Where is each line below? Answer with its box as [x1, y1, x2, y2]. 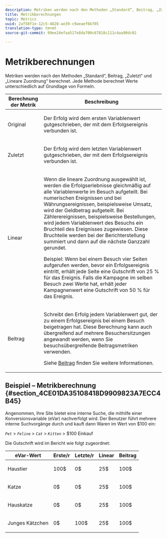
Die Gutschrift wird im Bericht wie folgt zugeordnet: [5, 440, 110, 446]
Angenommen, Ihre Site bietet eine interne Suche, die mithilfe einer [5, 410, 143, 416]
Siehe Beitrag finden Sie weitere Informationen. [44, 359, 154, 366]
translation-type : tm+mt [5, 26, 57, 31]
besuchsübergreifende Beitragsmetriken [44, 342, 138, 349]
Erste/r [53, 452, 71, 459]
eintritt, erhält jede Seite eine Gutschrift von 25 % [44, 268, 160, 274]
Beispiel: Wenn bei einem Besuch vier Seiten [44, 255, 148, 262]
